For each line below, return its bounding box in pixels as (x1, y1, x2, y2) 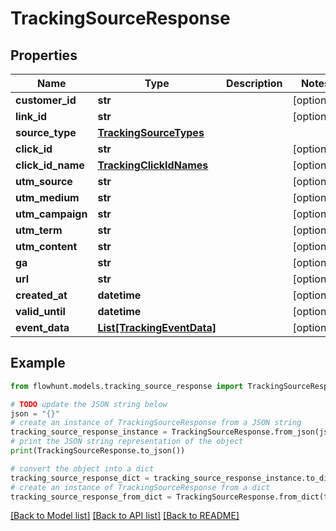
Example (10, 355, 66, 372)
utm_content (15, 240, 78, 253)
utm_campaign (15, 207, 88, 221)
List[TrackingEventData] (97, 321, 217, 334)
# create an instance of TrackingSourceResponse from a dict (10, 482, 271, 492)
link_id (15, 110, 48, 123)
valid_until (15, 305, 66, 318)
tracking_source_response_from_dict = (10, 492, 172, 502)
